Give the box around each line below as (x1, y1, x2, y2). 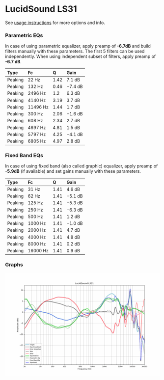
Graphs (5, 261, 23, 268)
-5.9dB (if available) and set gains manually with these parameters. (5, 168, 141, 174)
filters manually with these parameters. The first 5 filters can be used (5, 48, 145, 54)
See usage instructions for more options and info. (5, 20, 106, 26)
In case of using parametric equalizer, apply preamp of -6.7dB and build (5, 43, 151, 49)
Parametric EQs (5, 32, 43, 39)
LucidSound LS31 (5, 3, 77, 15)
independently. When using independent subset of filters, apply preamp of (5, 54, 156, 59)
